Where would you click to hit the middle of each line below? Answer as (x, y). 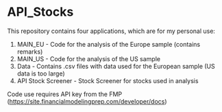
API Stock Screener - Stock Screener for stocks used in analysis (108, 80)
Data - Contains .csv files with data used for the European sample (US (116, 66)
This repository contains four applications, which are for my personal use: (111, 31)
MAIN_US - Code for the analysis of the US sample (89, 58)
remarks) (30, 52)
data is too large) (41, 74)
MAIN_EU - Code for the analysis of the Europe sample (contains (109, 44)
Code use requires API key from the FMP (65, 94)
